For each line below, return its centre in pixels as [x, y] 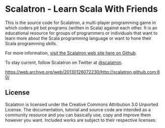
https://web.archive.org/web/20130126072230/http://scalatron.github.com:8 [82, 72]
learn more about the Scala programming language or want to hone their [78, 38]
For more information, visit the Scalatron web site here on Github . [71, 53]
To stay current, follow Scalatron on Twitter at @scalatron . [64, 62]
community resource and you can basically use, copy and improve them [78, 115]
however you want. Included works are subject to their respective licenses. [81, 120]
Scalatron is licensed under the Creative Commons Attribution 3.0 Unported [82, 104]
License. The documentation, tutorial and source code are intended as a [78, 109]
